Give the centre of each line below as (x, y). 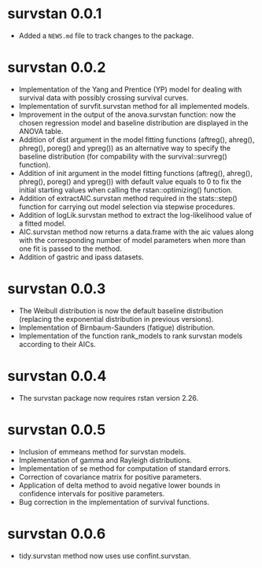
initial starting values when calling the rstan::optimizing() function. (125, 189)
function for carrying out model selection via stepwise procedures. (127, 207)
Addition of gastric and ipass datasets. (81, 256)
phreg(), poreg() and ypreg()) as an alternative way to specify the (125, 148)
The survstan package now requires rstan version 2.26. (109, 398)
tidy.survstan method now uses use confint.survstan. (105, 555)
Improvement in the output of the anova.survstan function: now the (127, 114)
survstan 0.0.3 (57, 289)
